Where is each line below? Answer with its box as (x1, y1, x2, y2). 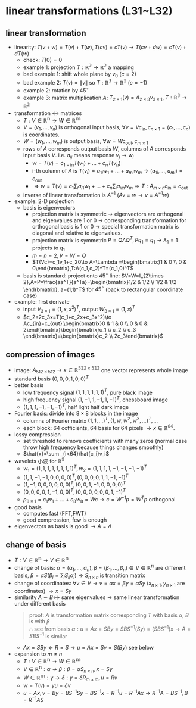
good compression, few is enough (23, 516, 107, 523)
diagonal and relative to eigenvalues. (32, 229, 123, 236)
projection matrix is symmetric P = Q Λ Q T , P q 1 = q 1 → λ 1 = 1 (32, 235, 178, 245)
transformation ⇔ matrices (14, 109, 82, 117)
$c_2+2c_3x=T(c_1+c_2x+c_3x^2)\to (23, 313, 112, 320)
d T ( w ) (14, 50, 30, 57)
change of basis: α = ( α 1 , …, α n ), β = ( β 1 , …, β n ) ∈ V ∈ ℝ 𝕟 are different (14, 563, 186, 573)
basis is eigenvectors (23, 204, 76, 211)
